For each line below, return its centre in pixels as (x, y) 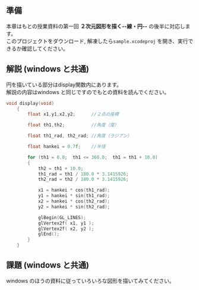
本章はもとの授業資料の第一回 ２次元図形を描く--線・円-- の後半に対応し (96, 26)
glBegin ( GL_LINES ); (62, 217)
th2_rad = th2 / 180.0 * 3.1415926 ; (83, 180)
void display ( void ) (30, 103)
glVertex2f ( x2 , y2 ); (66, 229)
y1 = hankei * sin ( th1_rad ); (74, 196)
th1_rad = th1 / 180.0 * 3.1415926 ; (83, 174)
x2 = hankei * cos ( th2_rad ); (74, 201)
